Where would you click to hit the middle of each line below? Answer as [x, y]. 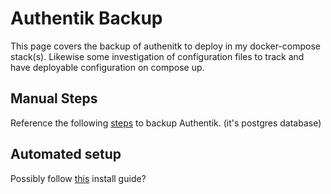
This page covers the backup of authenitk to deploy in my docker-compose [165, 46]
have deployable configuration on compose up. [107, 67]
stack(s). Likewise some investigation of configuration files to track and [157, 56]
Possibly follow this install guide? [78, 178]
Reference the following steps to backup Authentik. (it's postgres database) [166, 123]
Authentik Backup [86, 18]
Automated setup [66, 154]
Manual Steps [54, 98]
